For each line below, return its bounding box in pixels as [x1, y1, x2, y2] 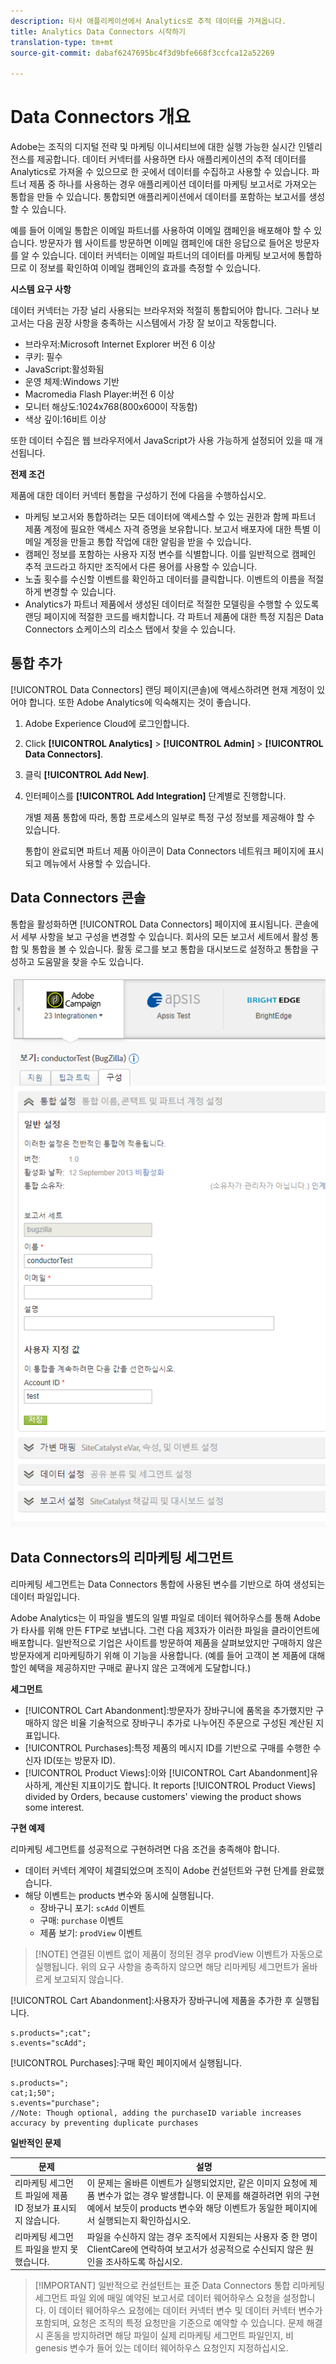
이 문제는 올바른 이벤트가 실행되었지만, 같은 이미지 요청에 [86, 2177, 308, 2189]
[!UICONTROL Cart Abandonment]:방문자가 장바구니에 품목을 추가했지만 [24, 1704, 314, 1716]
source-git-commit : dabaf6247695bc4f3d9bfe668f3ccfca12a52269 [10, 48, 275, 58]
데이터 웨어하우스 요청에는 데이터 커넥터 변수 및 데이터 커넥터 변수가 [58, 2305, 323, 2316]
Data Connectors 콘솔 [10, 890, 147, 907]
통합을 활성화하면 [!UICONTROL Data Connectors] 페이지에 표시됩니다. [10, 918, 293, 930]
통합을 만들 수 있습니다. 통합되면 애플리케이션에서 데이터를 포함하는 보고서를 [10, 191, 307, 203]
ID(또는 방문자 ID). [43, 1754, 116, 1766]
